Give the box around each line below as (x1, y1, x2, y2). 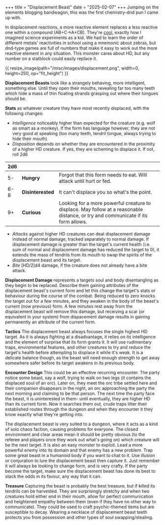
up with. (5, 15, 22, 20)
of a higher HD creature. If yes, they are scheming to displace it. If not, (12, 146, 155, 152)
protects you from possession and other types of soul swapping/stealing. (5, 515, 153, 520)
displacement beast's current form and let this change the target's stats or (5, 288, 156, 293)
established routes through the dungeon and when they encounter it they (5, 406, 153, 412)
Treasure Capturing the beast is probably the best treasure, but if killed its (5, 483, 156, 489)
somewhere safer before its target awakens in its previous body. (5, 360, 135, 366)
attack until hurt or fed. (58, 177, 111, 184)
